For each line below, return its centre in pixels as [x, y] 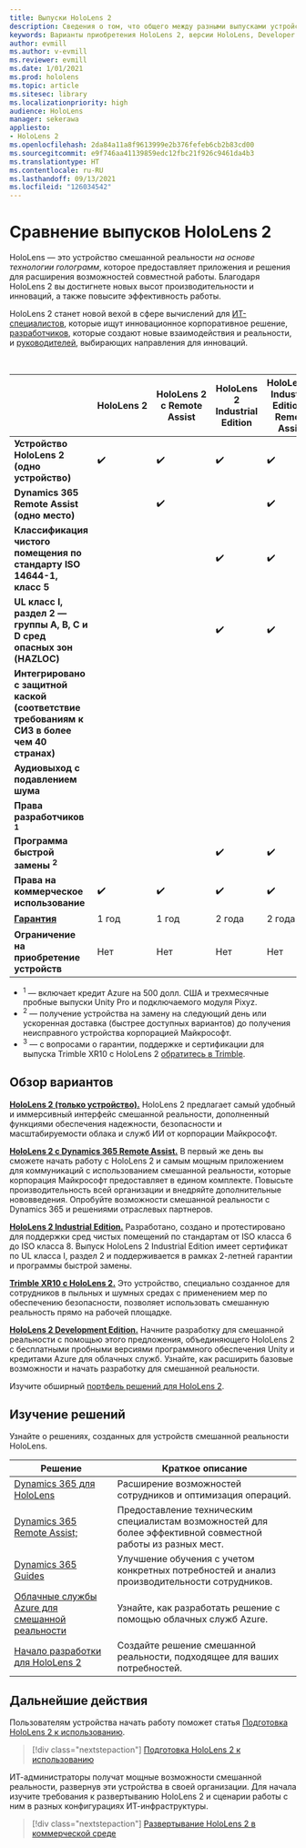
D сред [30, 636]
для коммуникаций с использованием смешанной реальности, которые [150, 1170]
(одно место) [45, 515]
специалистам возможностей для [193, 1521]
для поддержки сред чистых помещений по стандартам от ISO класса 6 [151, 1236]
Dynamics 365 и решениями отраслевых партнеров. [111, 1209]
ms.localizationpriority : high [69, 102]
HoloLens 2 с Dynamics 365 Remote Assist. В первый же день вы [137, 1151]
